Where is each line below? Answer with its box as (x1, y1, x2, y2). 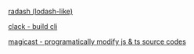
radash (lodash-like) (8, 7, 73, 16)
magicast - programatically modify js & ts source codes (8, 37, 186, 46)
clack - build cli (8, 22, 58, 31)
